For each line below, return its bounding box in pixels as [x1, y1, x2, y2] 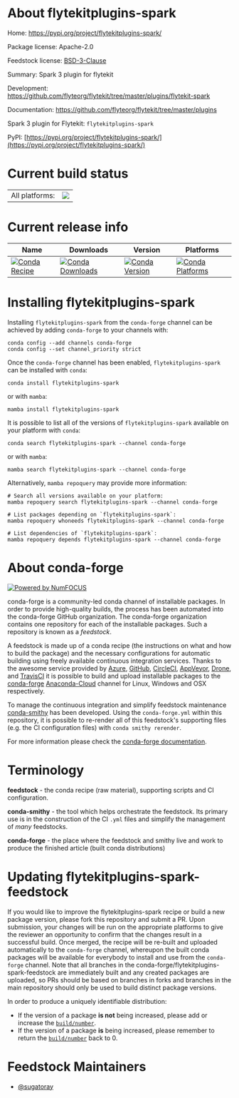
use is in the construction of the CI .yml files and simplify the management [7, 815, 225, 823]
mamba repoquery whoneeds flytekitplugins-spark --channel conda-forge [7, 517, 224, 524]
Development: [7, 83, 48, 92]
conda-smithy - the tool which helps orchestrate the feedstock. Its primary [7, 807, 228, 815]
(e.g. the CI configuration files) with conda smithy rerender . [7, 723, 181, 732]
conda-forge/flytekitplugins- [136, 960, 220, 969]
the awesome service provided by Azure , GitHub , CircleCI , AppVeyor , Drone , [7, 664, 232, 672]
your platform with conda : [7, 426, 80, 434]
